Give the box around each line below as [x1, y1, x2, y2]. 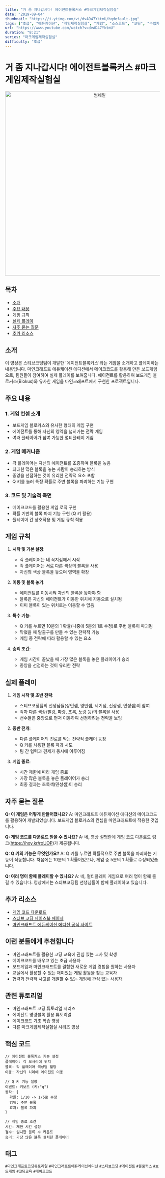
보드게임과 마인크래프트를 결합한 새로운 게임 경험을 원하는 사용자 [12, 964, 136, 969]
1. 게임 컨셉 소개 [5, 410, 40, 417]
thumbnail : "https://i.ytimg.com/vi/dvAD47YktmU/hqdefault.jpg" [5, 16, 139, 21]
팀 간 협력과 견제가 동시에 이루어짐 [19, 748, 85, 754]
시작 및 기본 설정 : [12, 546, 45, 552]
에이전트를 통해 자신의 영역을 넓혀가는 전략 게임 [12, 428, 103, 434]
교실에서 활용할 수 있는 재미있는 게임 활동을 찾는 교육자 [12, 969, 117, 975]
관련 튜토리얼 [5, 992, 43, 1000]
